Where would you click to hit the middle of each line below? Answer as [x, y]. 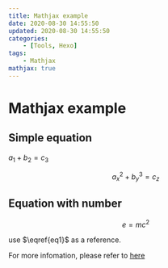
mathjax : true [32, 69]
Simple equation [50, 138]
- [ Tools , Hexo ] [50, 46]
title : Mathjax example [48, 16]
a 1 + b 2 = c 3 [29, 158]
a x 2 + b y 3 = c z [136, 176]
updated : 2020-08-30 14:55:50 [59, 31]
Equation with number [65, 204]
